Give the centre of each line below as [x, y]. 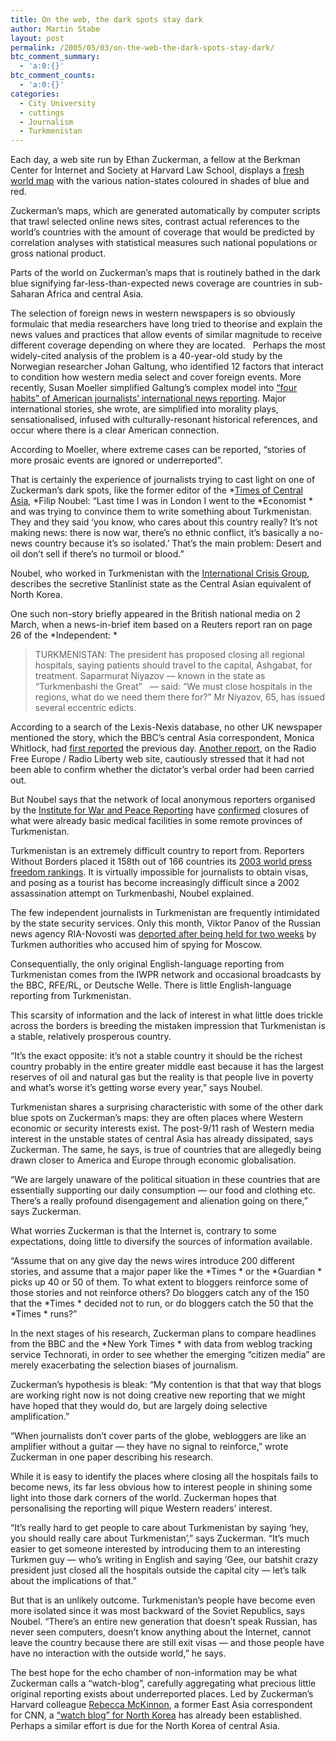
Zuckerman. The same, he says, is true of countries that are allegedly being [166, 1150]
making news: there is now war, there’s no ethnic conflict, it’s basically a [158, 533]
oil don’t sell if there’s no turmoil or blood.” [97, 554]
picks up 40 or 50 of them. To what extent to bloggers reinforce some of [159, 1282]
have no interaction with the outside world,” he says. [118, 1653]
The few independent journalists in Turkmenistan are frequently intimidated [165, 913]
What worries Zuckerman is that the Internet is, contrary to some [143, 1231]
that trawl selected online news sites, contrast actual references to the [155, 222]
